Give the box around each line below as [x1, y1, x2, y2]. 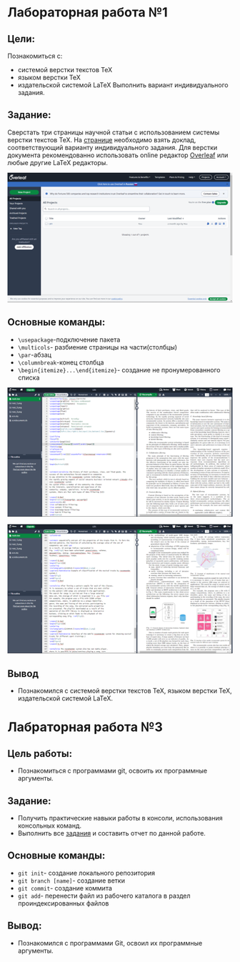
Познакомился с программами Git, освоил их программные [17, 938, 203, 947]
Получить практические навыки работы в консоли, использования [17, 813, 223, 822]
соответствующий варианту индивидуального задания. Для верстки [7, 143, 218, 152]
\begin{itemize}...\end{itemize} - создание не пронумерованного [17, 365, 221, 374]
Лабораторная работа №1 [7, 4, 168, 21]
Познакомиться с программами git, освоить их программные [17, 766, 208, 775]
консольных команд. [17, 821, 82, 830]
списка [17, 373, 40, 382]
